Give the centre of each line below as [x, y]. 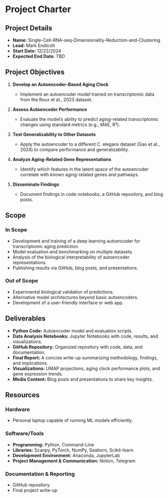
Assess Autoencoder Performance [50, 109]
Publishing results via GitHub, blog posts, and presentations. [75, 268]
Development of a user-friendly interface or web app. [68, 303]
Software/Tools [24, 434]
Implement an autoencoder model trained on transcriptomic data [87, 94]
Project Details [29, 28]
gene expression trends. [38, 373]
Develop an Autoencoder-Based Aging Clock [61, 84]
